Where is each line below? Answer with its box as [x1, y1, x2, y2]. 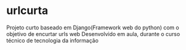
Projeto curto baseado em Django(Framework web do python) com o [6, 24, 179, 31]
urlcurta [6, 4, 49, 18]
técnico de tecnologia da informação [6, 37, 99, 44]
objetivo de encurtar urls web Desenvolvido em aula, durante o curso [6, 30, 181, 37]
